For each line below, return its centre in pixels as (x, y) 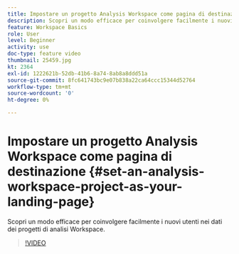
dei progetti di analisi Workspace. (56, 229)
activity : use (28, 47)
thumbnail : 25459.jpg (39, 60)
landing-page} (51, 202)
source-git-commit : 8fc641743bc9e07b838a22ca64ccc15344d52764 (101, 80)
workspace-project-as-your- (95, 187)
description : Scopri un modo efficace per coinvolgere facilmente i (111, 21)
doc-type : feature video (44, 54)
